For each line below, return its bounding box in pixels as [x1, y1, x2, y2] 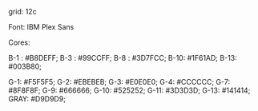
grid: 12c [8, 7, 38, 16]
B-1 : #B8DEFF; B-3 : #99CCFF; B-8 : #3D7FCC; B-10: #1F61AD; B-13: [8, 54, 238, 62]
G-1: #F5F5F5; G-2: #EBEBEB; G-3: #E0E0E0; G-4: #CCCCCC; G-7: [8, 77, 231, 86]
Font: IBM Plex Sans [8, 22, 75, 31]
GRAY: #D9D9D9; [8, 94, 67, 103]
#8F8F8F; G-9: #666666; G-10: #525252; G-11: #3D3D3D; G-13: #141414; [8, 85, 251, 95]
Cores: [8, 38, 30, 47]
